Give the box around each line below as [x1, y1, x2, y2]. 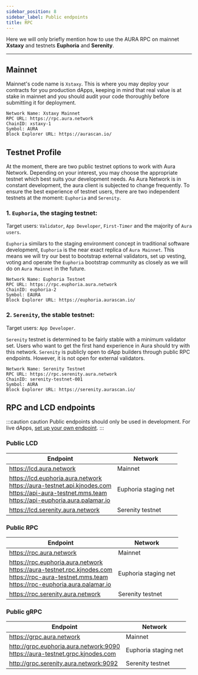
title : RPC [6, 19, 33, 25]
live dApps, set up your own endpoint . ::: [6, 424, 104, 431]
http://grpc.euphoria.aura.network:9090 [9, 643, 121, 651]
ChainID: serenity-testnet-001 [6, 376, 83, 382]
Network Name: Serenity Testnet [6, 366, 85, 372]
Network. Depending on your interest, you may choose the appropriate [6, 169, 178, 176]
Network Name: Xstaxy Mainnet [6, 110, 81, 117]
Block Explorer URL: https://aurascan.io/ [6, 131, 112, 137]
